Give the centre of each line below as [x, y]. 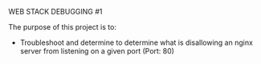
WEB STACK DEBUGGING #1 [55, 12]
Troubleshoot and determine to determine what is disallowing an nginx [136, 42]
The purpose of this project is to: [62, 27]
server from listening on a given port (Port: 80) [97, 51]
